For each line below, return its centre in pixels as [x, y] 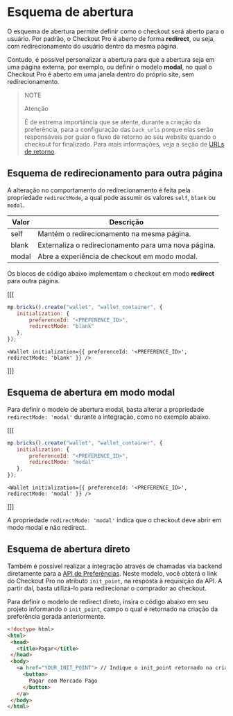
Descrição [127, 222]
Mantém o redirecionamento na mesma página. [114, 233]
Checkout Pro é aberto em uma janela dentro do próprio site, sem [101, 74]
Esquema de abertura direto [69, 549]
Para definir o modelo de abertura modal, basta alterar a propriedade [106, 409]
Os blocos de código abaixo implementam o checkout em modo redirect [111, 273]
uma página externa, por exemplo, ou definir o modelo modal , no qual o [110, 67]
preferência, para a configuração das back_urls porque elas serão [119, 129]
